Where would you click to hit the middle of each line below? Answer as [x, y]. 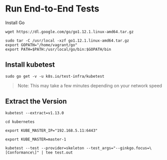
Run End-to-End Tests [52, 9]
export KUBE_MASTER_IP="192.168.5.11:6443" [52, 130]
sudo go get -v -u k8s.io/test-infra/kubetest [55, 76]
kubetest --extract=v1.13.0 [35, 113]
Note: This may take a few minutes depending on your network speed [90, 85]
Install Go [15, 23]
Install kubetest [30, 65]
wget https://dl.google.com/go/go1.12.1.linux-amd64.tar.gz [70, 32]
